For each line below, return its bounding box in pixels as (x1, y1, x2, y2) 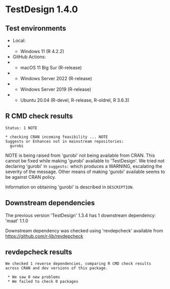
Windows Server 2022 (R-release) (20, 76, 93, 81)
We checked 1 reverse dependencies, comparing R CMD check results (5, 261, 152, 267)
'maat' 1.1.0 (5, 218, 29, 224)
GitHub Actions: (12, 54, 46, 60)
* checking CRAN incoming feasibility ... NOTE (5, 134, 108, 139)
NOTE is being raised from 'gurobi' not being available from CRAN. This (5, 152, 155, 158)
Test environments (5, 24, 66, 33)
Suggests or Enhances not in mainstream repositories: (5, 139, 124, 144)
